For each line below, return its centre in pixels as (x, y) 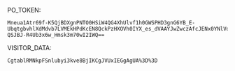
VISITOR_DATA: (29, 48)
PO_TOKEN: (24, 10)
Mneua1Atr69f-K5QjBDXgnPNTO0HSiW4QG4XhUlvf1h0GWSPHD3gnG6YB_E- (101, 23)
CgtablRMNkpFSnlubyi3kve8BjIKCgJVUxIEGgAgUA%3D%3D (83, 61)
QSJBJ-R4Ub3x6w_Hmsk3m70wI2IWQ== (56, 35)
